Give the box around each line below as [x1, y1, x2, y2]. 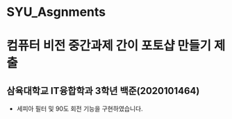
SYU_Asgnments [6, 4, 106, 20]
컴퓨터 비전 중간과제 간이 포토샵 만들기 [6, 38, 212, 54]
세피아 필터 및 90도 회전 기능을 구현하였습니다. [16, 104, 143, 113]
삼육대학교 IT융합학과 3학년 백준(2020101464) [6, 84, 200, 97]
